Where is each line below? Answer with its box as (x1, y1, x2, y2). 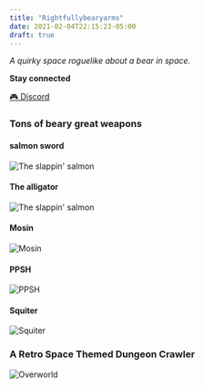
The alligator (9, 182, 59, 193)
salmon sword (9, 140, 65, 151)
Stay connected (9, 73, 71, 84)
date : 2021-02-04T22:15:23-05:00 (9, 22, 137, 31)
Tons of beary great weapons (9, 118, 143, 131)
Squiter (9, 305, 38, 316)
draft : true (9, 30, 55, 39)
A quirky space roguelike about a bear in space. (9, 56, 191, 67)
